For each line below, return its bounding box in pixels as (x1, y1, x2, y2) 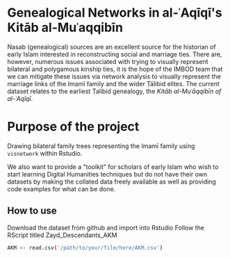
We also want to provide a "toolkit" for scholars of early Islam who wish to (7, 162, 219, 171)
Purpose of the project (7, 119, 140, 135)
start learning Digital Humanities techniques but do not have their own (7, 170, 208, 178)
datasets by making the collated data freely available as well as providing (7, 177, 217, 186)
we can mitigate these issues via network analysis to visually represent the (7, 72, 221, 81)
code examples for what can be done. (7, 184, 116, 193)
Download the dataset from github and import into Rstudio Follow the (7, 223, 205, 232)
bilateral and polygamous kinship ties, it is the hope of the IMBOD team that (7, 65, 223, 73)
